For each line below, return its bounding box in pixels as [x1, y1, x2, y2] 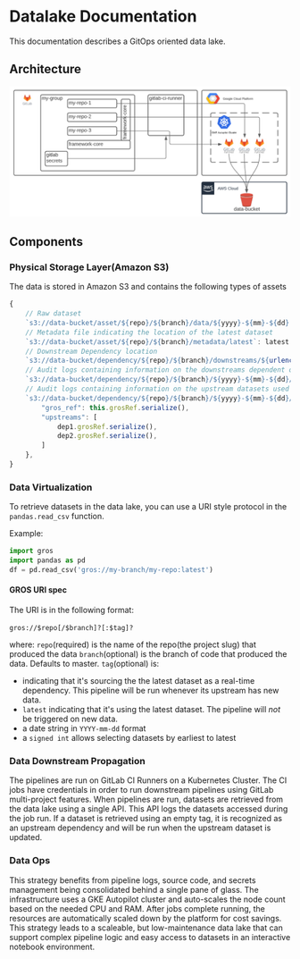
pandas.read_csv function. [9, 511, 104, 522]
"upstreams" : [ [41, 413, 98, 422]
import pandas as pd [9, 556, 87, 565]
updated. [9, 832, 43, 843]
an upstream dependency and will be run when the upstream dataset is [9, 822, 271, 833]
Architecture [9, 62, 82, 77]
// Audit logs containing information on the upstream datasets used [25, 384, 290, 394]
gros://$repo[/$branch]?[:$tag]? [9, 624, 134, 633]
